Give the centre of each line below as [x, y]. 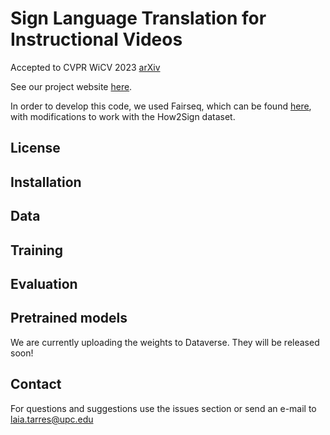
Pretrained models [69, 318]
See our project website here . [71, 86]
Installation [46, 182]
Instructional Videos [96, 39]
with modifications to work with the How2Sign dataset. [123, 116]
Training [37, 250]
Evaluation [44, 283]
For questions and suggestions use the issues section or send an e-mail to [163, 408]
